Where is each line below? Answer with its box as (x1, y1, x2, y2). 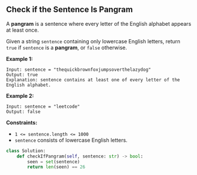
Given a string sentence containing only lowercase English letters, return (6, 37, 181, 44)
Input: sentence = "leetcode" (6, 104, 81, 109)
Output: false (6, 108, 41, 115)
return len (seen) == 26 (27, 164, 85, 170)
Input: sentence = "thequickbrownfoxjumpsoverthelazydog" (6, 67, 151, 73)
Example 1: (6, 55, 34, 62)
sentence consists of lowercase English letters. (14, 136, 128, 143)
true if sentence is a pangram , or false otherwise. (6, 44, 128, 51)
